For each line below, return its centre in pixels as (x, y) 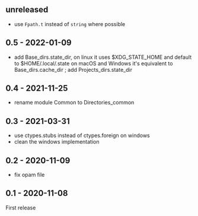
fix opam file (29, 175)
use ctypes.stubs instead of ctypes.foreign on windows (82, 135)
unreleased (27, 10)
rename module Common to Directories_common (74, 103)
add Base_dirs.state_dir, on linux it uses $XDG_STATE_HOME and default (103, 57)
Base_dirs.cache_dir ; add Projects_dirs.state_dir (73, 69)
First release (21, 208)
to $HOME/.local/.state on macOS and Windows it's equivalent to (93, 63)
